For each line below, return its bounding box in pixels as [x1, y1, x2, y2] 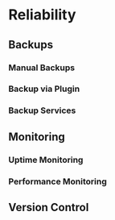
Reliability [8, 6, 76, 24]
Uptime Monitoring [8, 154, 84, 165]
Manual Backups [8, 62, 76, 73]
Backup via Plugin [8, 83, 80, 94]
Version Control [8, 200, 89, 214]
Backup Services [8, 105, 76, 116]
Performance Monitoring [8, 176, 107, 187]
